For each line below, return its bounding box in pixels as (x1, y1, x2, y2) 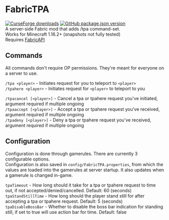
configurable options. (5, 156, 50, 162)
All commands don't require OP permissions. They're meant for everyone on (5, 65, 164, 71)
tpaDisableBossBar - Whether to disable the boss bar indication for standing (5, 203, 163, 209)
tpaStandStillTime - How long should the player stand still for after (5, 193, 145, 199)
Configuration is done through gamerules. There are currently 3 (5, 150, 138, 156)
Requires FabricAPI (5, 37, 45, 43)
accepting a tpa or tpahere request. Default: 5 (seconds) (5, 198, 123, 204)
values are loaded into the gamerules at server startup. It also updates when (5, 167, 164, 173)
